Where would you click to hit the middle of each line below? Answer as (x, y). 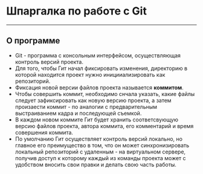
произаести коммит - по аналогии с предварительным (86, 106)
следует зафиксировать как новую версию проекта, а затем (93, 100)
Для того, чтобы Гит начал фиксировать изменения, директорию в (101, 68)
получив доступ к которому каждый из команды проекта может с (100, 158)
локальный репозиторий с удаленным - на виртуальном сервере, (100, 152)
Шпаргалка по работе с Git (76, 11)
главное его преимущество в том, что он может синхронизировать (102, 145)
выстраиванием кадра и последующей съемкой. (78, 113)
